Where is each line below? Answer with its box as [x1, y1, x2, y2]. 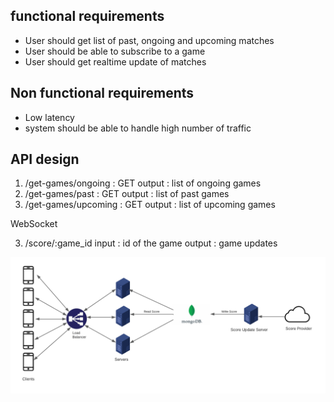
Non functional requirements [10, 85, 195, 102]
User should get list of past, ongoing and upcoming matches [24, 34, 275, 46]
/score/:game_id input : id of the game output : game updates [24, 237, 278, 249]
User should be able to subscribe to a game [24, 45, 206, 57]
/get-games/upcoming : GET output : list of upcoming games [24, 199, 276, 211]
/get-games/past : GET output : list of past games [24, 188, 230, 200]
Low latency [24, 111, 75, 123]
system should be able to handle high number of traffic [24, 122, 252, 134]
